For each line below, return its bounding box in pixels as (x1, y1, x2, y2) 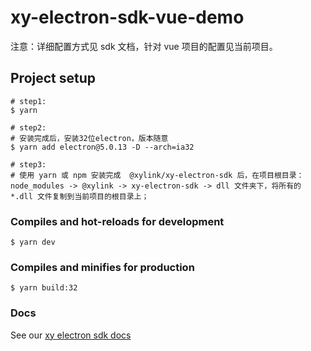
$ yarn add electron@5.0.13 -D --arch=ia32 (10, 142, 195, 152)
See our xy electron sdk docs (10, 329, 132, 341)
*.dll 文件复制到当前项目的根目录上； (10, 191, 150, 201)
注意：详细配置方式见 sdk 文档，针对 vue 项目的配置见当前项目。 (10, 40, 278, 52)
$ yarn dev (10, 237, 56, 248)
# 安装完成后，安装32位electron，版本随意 (10, 133, 169, 143)
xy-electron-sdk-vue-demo (10, 6, 245, 29)
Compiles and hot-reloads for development (10, 214, 225, 228)
